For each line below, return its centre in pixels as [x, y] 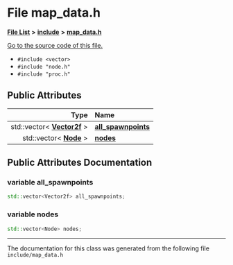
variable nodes [33, 214]
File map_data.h [54, 13]
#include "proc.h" [44, 74]
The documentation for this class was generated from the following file [109, 248]
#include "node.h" [44, 67]
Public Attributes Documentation [80, 163]
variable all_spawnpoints [50, 182]
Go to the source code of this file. [55, 45]
